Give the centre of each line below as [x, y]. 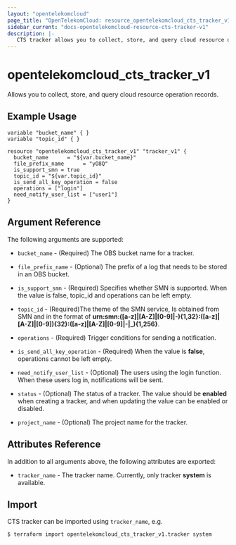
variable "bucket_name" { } [48, 133]
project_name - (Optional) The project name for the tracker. [103, 422]
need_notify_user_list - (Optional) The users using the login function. [119, 372]
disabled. [31, 408]
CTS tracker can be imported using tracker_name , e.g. [85, 522]
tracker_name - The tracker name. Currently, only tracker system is [114, 475]
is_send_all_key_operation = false [66, 182]
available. [31, 482]
